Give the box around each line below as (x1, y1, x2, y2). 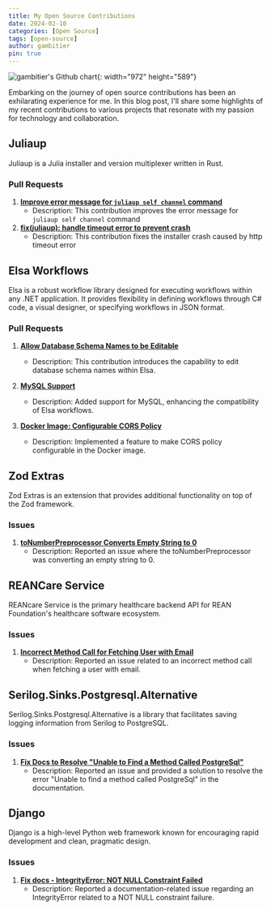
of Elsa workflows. (32, 406, 95, 415)
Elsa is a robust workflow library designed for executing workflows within (8, 285, 252, 294)
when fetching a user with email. (32, 664, 142, 674)
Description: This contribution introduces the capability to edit (32, 357, 239, 367)
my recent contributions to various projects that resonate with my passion (8, 105, 255, 114)
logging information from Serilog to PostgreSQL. (8, 719, 169, 728)
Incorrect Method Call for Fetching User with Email (19, 647, 194, 657)
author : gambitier (8, 42, 70, 50)
